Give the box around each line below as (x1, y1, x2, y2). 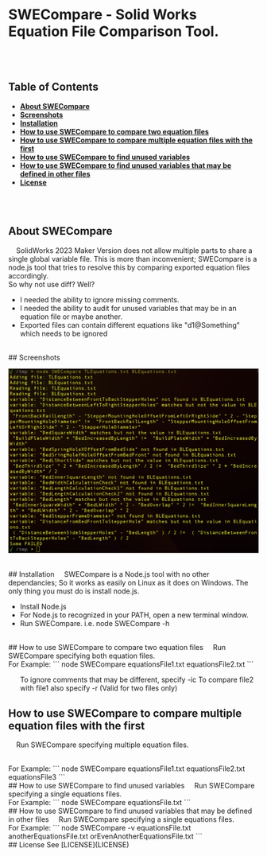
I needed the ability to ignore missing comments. (19, 294, 180, 304)
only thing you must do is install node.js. (8, 586, 140, 596)
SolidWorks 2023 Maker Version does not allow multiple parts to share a (15, 245, 253, 255)
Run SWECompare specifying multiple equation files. (15, 740, 189, 749)
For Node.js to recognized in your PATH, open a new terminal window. (19, 610, 249, 620)
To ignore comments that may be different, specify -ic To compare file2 (19, 675, 254, 685)
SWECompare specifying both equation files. (8, 651, 156, 661)
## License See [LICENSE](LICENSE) (8, 839, 130, 849)
